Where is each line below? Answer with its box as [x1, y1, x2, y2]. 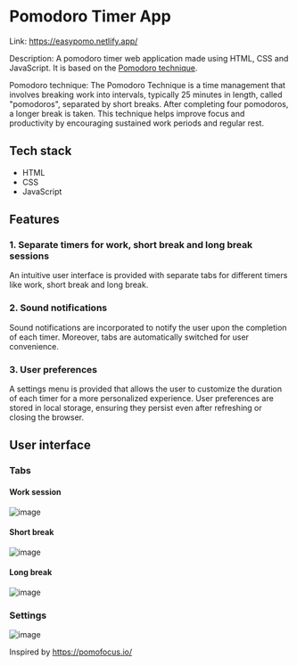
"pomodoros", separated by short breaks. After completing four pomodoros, [9, 98, 289, 109]
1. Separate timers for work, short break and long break [9, 239, 252, 251]
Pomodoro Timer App [9, 6, 171, 27]
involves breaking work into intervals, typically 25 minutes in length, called [9, 89, 283, 100]
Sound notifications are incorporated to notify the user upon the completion [9, 322, 287, 333]
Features [9, 212, 60, 227]
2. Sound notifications [9, 301, 108, 314]
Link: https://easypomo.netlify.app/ [9, 36, 138, 46]
